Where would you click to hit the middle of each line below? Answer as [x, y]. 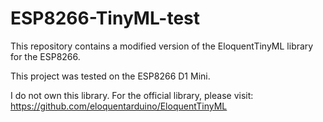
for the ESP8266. [45, 56]
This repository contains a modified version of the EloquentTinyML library [162, 46]
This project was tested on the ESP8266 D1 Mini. [110, 76]
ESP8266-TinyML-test [105, 18]
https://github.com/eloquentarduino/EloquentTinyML [119, 106]
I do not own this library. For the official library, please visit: [132, 95]
